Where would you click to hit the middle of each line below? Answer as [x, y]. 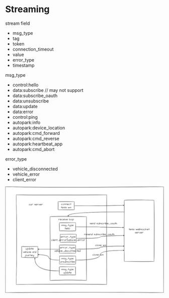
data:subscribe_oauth [35, 95]
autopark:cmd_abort [33, 149]
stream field [18, 23]
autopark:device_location [39, 128]
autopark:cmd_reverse [36, 138]
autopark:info [26, 122]
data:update [25, 106]
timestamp [23, 65]
